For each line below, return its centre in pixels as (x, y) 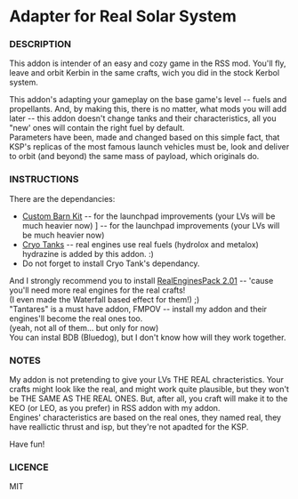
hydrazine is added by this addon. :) (88, 254)
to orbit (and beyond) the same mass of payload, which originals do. (134, 157)
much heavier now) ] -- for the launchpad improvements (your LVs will (151, 225)
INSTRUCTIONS (44, 180)
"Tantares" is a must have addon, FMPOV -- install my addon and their (138, 309)
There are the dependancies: (62, 198)
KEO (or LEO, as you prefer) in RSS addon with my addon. (115, 408)
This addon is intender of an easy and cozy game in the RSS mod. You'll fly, (148, 63)
